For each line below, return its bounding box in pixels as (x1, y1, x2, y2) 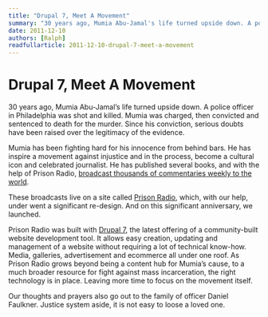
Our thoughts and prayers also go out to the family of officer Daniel (8, 291, 229, 301)
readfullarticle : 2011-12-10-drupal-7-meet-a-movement (8, 42, 195, 50)
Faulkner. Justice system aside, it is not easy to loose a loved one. (8, 300, 226, 310)
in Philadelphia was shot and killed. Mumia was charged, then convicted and (8, 111, 259, 121)
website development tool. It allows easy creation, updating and (8, 233, 218, 244)
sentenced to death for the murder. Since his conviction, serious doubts (8, 119, 244, 129)
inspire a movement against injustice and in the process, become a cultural (8, 152, 254, 161)
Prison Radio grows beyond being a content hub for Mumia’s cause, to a (8, 259, 245, 268)
